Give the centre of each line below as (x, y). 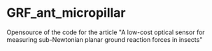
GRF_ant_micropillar (66, 13)
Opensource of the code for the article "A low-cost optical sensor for (106, 32)
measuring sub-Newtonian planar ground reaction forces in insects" (105, 39)
